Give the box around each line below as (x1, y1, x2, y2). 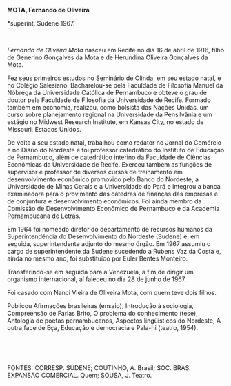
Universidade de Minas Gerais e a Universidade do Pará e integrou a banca (7, 183, 221, 190)
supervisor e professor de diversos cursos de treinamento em (7, 168, 183, 176)
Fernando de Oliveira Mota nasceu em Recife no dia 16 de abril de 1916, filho (7, 46, 225, 54)
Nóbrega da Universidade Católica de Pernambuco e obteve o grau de (7, 89, 207, 96)
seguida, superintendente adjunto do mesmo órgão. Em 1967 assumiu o (7, 240, 211, 247)
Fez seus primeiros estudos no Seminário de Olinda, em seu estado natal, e (7, 74, 221, 82)
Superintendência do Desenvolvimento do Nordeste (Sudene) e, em (7, 232, 200, 241)
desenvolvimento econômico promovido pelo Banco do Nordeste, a (7, 175, 199, 183)
